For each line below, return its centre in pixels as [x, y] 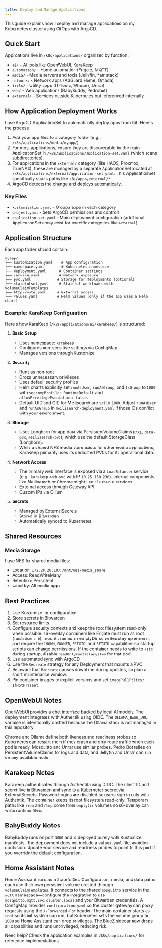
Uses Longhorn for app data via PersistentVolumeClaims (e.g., [81, 432]
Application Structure [38, 238]
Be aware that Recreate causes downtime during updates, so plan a [79, 670]
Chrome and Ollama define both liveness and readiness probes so [71, 737]
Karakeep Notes [30, 773]
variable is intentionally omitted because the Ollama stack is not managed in [81, 722]
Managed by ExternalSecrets [48, 511]
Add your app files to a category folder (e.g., [56, 138]
